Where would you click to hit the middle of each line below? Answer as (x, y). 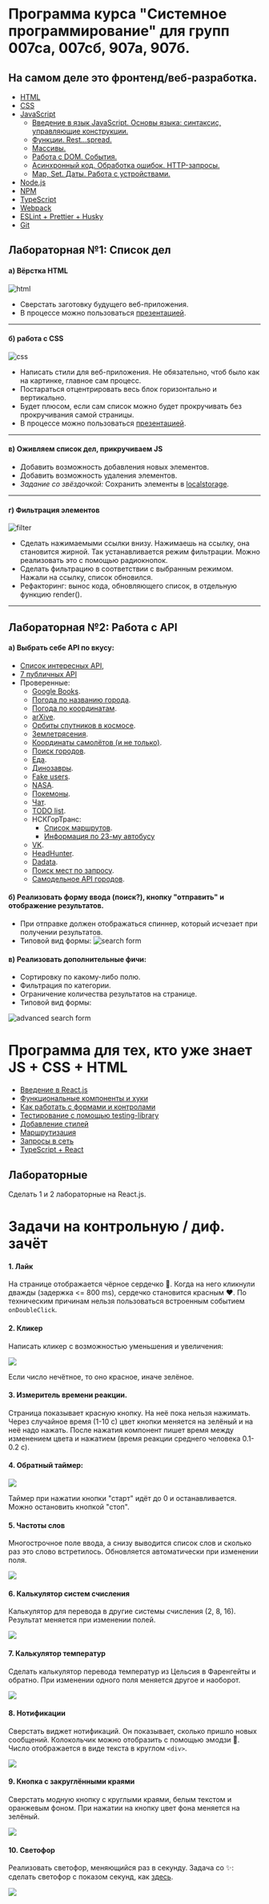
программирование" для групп (119, 31)
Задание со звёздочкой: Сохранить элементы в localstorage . (124, 484)
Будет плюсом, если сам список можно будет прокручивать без (131, 406)
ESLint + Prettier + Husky (62, 216)
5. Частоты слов (37, 1525)
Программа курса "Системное (118, 14)
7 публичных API (48, 674)
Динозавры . (52, 768)
